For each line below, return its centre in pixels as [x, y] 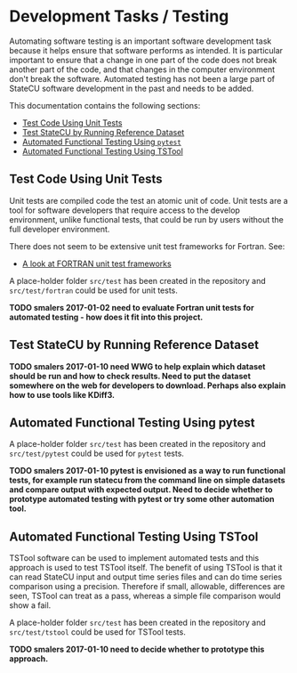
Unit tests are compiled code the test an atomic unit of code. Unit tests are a [149, 200]
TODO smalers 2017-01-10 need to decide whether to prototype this [137, 649]
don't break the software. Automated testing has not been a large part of [142, 78]
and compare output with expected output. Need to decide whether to [141, 490]
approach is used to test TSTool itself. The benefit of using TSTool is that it [146, 568]
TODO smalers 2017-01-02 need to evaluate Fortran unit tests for [132, 307]
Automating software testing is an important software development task [140, 41]
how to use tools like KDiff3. [62, 394]
